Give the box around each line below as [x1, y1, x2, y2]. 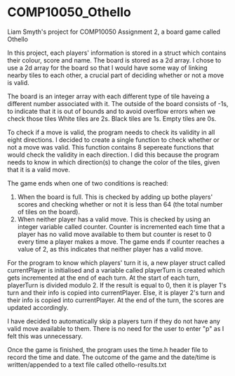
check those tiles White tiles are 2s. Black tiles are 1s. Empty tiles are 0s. [7, 114, 217, 123]
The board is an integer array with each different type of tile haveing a [7, 92, 210, 101]
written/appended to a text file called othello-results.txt [7, 360, 167, 369]
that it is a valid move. [7, 165, 70, 174]
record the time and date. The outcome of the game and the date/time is [7, 353, 216, 361]
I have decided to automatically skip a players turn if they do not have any [7, 317, 221, 325]
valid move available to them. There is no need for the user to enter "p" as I [7, 324, 224, 332]
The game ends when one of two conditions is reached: [7, 179, 168, 187]
